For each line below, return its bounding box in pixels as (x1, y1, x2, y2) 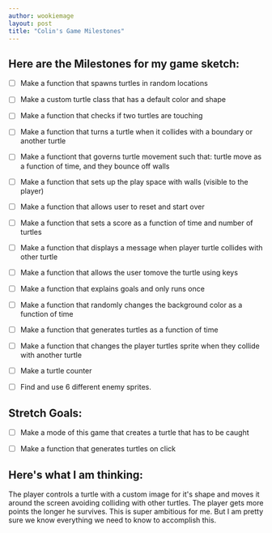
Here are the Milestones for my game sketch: (8, 57, 240, 70)
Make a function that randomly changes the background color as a (19, 300, 243, 309)
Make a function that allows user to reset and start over (19, 202, 205, 211)
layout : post (8, 19, 53, 28)
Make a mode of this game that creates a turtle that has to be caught (19, 428, 249, 437)
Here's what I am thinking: (8, 467, 143, 482)
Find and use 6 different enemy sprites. (19, 382, 152, 392)
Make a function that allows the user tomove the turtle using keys (19, 267, 239, 277)
